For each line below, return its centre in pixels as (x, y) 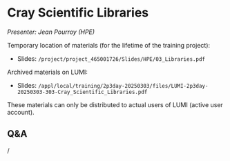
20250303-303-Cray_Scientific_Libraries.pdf (82, 92)
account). (21, 112)
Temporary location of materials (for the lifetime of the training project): (109, 45)
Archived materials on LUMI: (48, 72)
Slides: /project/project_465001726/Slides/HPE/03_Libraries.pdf (111, 58)
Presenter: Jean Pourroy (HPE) (51, 32)
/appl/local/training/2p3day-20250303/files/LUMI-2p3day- (123, 86)
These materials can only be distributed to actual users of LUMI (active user (115, 104)
